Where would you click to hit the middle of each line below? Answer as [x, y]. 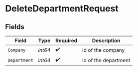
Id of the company [103, 50]
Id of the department [106, 60]
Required [67, 41]
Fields [15, 27]
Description [106, 41]
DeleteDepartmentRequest [62, 9]
